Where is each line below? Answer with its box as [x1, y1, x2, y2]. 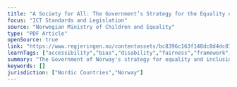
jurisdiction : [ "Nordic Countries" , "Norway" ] [7, 69, 143, 76]
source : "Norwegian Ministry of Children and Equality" [7, 23, 175, 30]
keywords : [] [7, 62, 46, 69]
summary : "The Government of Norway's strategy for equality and [7, 56, 203, 63]
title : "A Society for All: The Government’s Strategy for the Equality [7, 10, 226, 18]
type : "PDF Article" [7, 29, 68, 37]
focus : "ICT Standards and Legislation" [7, 17, 128, 24]
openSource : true [7, 36, 59, 43]
